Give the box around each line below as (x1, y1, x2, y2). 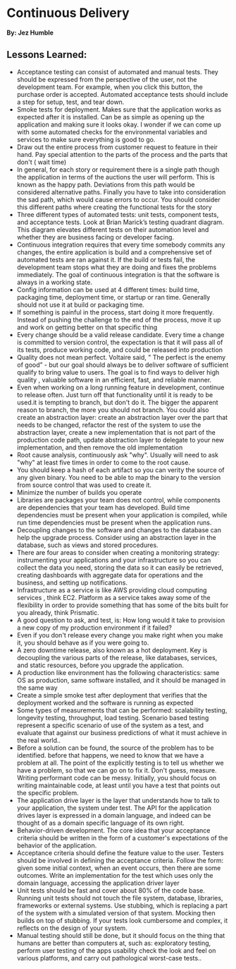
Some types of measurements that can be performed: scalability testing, (16, 705, 228, 715)
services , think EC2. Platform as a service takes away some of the (16, 593, 211, 601)
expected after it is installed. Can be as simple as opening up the (16, 112, 205, 121)
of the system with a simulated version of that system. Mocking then (16, 908, 216, 917)
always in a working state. (16, 278, 93, 286)
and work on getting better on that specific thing (16, 323, 158, 331)
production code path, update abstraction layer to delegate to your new (16, 435, 225, 444)
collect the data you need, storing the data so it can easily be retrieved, (16, 563, 224, 572)
